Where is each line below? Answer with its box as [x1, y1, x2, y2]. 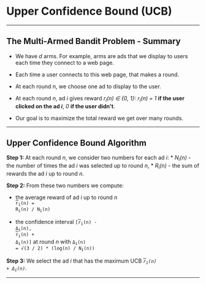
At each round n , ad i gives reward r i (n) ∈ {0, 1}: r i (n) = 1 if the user [15, 94, 185, 103]
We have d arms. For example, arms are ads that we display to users [15, 52, 188, 59]
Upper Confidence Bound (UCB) [6, 4, 173, 18]
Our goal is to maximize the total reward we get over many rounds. [15, 114, 184, 122]
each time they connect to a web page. [15, 59, 115, 66]
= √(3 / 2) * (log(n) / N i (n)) [15, 245, 95, 252]
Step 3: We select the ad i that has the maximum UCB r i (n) [6, 257, 157, 265]
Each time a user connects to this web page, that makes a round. [15, 70, 180, 78]
